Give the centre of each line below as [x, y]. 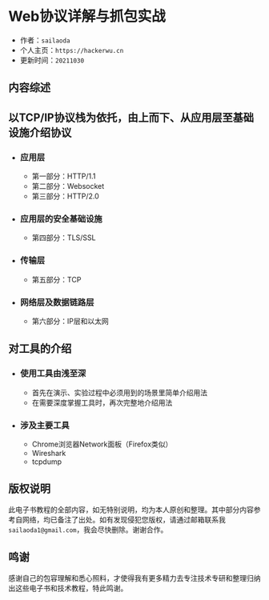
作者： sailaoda [45, 40]
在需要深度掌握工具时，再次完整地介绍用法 [102, 402]
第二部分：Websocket [68, 186]
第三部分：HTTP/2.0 [66, 196]
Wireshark [49, 453]
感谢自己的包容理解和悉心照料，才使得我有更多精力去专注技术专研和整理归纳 [134, 578]
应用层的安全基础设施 [61, 218]
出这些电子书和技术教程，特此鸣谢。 [68, 588]
